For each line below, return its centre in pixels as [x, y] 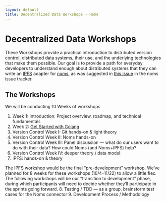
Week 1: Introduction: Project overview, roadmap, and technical [77, 116]
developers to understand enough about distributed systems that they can [81, 68]
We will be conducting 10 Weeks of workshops [53, 107]
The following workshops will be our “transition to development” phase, [78, 179]
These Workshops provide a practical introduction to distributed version [79, 53]
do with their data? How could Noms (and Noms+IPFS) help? [74, 148]
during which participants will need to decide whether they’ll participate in [81, 184]
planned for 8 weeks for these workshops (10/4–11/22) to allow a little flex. [81, 173]
